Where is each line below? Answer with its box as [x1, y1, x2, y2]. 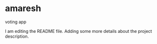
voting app [5, 19, 27, 25]
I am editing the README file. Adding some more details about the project [5, 28, 152, 34]
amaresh [5, 3, 41, 14]
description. [5, 33, 29, 39]
